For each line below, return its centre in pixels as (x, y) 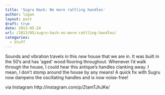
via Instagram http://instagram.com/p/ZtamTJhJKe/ (58, 87)
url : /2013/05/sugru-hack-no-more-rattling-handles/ (61, 33)
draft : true (17, 24)
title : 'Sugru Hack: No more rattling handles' (55, 10)
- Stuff (18, 42)
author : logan (20, 14)
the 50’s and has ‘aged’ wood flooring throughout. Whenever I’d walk (76, 61)
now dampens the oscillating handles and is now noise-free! (67, 77)
